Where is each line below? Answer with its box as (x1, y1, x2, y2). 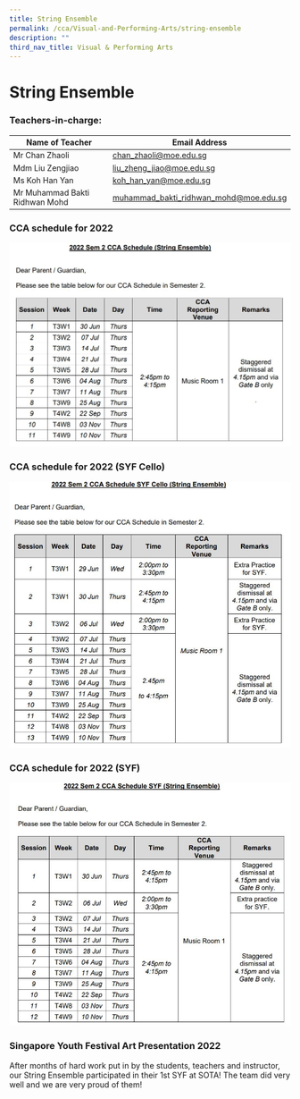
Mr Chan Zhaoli (12, 150, 70, 161)
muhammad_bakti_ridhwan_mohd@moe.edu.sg (112, 192, 287, 203)
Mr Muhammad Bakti (12, 188, 90, 199)
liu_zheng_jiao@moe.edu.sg (112, 162, 216, 173)
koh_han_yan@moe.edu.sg (112, 174, 212, 185)
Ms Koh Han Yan (12, 174, 74, 185)
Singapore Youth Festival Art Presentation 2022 (9, 1040, 221, 1053)
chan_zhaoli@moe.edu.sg (112, 150, 207, 161)
